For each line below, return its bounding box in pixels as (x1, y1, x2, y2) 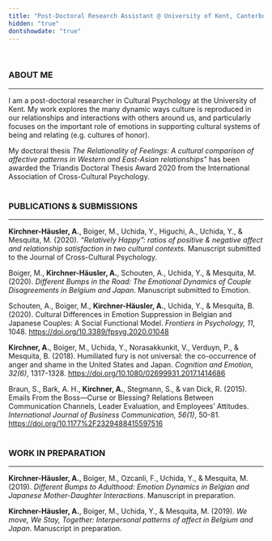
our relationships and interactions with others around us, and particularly (8, 113, 251, 122)
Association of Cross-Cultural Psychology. (8, 171, 150, 181)
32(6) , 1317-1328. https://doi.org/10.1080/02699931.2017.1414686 (8, 368, 226, 378)
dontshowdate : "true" (8, 27, 82, 35)
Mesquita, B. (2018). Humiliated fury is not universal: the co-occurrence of (8, 350, 257, 361)
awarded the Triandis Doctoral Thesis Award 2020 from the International (8, 163, 250, 173)
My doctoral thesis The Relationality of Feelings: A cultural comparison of (8, 145, 254, 155)
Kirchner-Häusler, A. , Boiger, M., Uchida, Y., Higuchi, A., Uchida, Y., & (8, 226, 243, 236)
